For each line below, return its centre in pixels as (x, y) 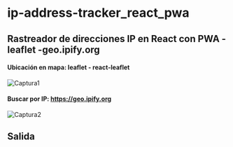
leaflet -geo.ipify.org (54, 49)
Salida (21, 137)
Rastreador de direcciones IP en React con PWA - (116, 39)
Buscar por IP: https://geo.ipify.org (59, 99)
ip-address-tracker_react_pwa (98, 13)
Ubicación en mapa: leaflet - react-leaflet (69, 67)
